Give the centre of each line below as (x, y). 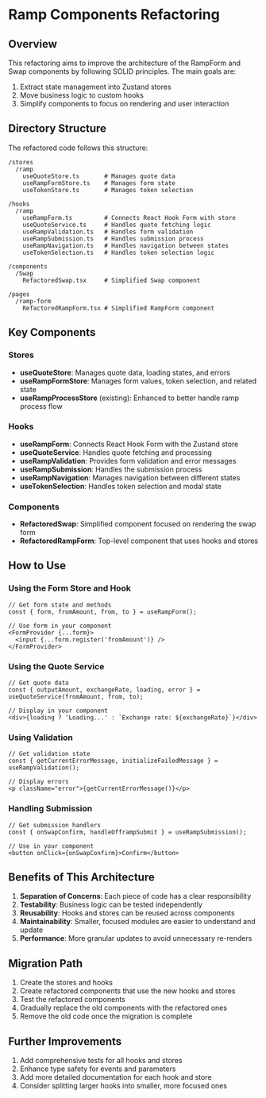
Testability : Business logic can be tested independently (111, 905)
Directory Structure (58, 129)
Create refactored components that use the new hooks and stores (127, 991)
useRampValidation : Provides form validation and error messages (128, 460)
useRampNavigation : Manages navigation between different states (130, 477)
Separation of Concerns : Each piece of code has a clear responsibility (135, 896)
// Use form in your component (60, 626)
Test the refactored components (72, 1000)
